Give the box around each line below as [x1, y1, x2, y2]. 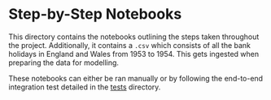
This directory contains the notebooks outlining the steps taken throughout [8, 32, 260, 41]
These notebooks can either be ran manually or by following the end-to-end [8, 73, 263, 83]
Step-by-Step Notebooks [8, 5, 182, 24]
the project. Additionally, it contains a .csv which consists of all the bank [8, 40, 251, 50]
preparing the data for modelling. [8, 58, 120, 67]
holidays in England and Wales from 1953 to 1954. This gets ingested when [8, 49, 259, 59]
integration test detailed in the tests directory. [8, 82, 161, 92]
